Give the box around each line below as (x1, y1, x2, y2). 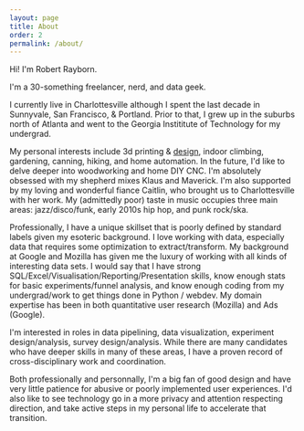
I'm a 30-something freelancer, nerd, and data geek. (9, 81, 206, 92)
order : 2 (9, 30, 43, 39)
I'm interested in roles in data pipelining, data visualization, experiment (9, 327, 275, 338)
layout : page (9, 13, 59, 23)
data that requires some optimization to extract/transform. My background (9, 241, 289, 252)
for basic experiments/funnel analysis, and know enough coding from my (9, 280, 285, 291)
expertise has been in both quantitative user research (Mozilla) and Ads (9, 300, 278, 310)
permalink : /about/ (9, 38, 84, 48)
